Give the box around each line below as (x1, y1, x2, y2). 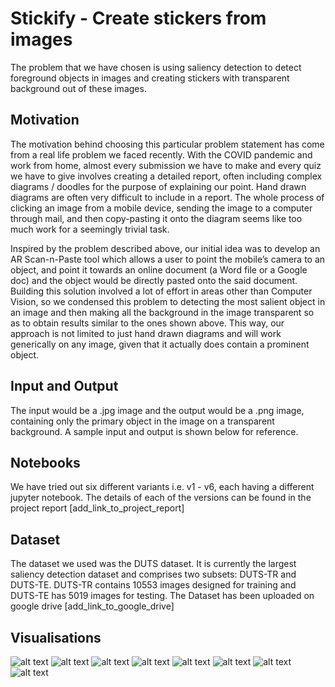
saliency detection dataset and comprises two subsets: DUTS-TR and (10, 568, 297, 581)
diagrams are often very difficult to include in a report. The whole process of (10, 191, 325, 203)
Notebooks (10, 454, 81, 471)
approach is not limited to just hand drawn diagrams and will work (10, 327, 282, 339)
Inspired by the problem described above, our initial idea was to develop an (10, 242, 321, 254)
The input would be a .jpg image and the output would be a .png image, (10, 404, 305, 416)
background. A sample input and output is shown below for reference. (10, 425, 299, 437)
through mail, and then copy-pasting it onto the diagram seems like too (10, 212, 303, 224)
